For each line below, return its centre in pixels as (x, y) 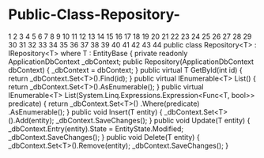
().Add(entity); (31, 120)
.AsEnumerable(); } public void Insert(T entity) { (85, 111)
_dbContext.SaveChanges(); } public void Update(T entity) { (153, 120)
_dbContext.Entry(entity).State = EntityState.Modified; (96, 129)
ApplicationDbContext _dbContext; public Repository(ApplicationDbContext (131, 62)
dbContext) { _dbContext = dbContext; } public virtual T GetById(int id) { (125, 70)
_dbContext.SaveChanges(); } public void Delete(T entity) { (104, 137)
